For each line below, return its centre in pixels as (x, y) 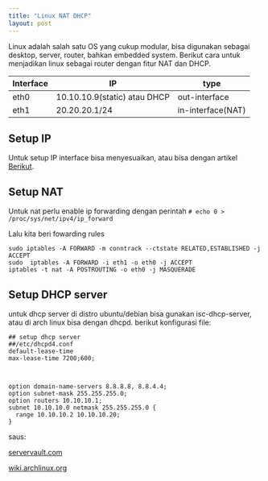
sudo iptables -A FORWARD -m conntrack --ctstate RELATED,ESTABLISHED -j (135, 249)
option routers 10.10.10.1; (56, 400)
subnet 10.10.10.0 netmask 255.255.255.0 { (82, 408)
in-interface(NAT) (212, 110)
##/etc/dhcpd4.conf (41, 344)
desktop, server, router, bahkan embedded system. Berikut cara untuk (124, 55)
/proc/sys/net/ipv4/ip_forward (61, 219)
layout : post (30, 23)
